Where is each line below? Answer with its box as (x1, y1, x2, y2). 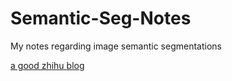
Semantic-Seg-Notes (10, 7, 192, 30)
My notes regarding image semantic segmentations (10, 40, 222, 52)
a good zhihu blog (10, 59, 85, 71)
